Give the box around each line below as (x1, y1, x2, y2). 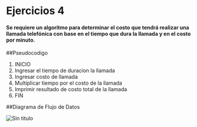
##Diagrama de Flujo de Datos (6, 103, 81, 111)
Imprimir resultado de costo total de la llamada (14, 86, 128, 93)
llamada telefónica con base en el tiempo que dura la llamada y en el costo (6, 30, 191, 37)
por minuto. (6, 36, 35, 44)
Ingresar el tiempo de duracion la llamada (14, 67, 115, 74)
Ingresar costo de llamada (14, 73, 78, 81)
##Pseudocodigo (6, 49, 48, 56)
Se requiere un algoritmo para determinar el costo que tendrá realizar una (6, 24, 189, 31)
